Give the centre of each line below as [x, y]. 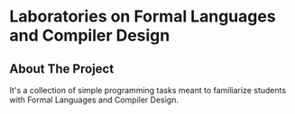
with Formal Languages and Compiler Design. [94, 100]
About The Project [62, 69]
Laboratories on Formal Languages [143, 17]
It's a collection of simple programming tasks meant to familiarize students [148, 90]
